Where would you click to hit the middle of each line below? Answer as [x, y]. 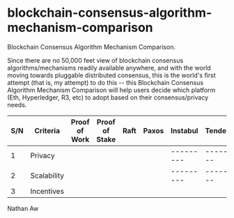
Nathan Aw [23, 208]
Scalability [47, 176]
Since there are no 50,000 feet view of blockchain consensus [95, 60]
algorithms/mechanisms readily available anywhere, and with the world [109, 68]
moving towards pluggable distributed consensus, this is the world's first [111, 75]
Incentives [47, 191]
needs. [17, 104]
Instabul [184, 130]
